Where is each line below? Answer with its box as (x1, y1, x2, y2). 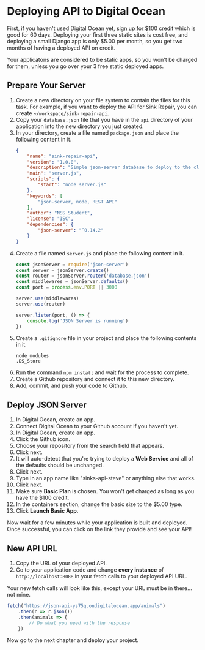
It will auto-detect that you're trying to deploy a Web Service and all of (15, 455, 194, 463)
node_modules (15, 353, 49, 359)
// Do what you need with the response (29, 620, 131, 626)
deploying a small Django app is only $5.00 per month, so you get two (7, 37, 183, 45)
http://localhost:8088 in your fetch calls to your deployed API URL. (15, 573, 187, 580)
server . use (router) (15, 301, 66, 307)
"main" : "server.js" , (27, 170, 82, 176)
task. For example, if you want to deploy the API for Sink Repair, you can (15, 103, 198, 110)
